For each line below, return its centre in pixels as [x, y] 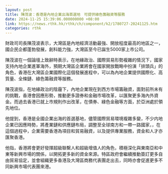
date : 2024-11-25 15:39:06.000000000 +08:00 [52, 19]
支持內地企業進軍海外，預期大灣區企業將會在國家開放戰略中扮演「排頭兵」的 [84, 66]
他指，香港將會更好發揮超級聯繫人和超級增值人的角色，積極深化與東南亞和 [82, 148]
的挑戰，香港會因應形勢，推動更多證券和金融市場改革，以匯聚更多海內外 [79, 96]
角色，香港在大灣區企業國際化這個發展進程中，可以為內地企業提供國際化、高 [84, 72]
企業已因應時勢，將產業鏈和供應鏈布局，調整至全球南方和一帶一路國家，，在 [83, 125]
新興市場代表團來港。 [31, 167]
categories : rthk [23, 28]
